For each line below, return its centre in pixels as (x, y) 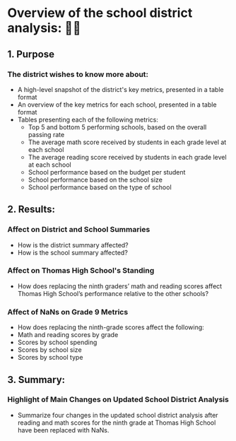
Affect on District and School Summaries (79, 230)
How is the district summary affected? (73, 245)
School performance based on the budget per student (107, 172)
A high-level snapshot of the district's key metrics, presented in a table (120, 89)
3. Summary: (36, 380)
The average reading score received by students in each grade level (128, 157)
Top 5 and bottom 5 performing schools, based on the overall (117, 127)
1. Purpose (31, 54)
